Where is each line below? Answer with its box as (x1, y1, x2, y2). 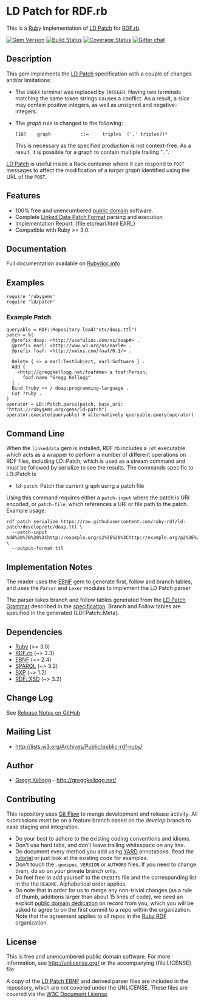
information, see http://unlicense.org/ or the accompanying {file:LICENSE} (6, 959, 192, 967)
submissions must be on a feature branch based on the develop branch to (6, 817, 191, 824)
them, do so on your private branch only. (15, 867, 117, 875)
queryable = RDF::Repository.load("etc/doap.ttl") (6, 327, 137, 333)
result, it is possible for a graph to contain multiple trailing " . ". (15, 148, 169, 156)
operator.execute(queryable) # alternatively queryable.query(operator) (6, 412, 194, 418)
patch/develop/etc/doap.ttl (6, 524, 78, 530)
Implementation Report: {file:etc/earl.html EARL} (15, 220, 135, 227)
